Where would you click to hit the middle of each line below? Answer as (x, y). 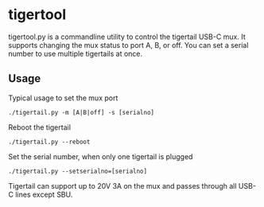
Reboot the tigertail (40, 127)
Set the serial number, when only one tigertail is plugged (101, 156)
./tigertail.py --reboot (49, 142)
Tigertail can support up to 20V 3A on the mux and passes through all (122, 186)
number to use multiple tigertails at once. (76, 53)
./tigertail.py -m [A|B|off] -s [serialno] (82, 112)
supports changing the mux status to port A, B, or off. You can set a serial (128, 45)
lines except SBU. (44, 194)
